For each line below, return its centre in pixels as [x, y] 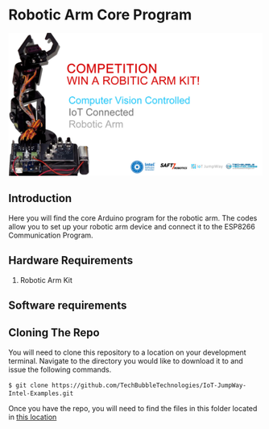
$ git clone [28, 385]
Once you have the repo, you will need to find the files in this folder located [133, 408]
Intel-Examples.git [41, 393]
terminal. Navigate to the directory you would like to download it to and [126, 360]
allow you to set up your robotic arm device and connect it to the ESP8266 [132, 226]
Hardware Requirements [71, 261]
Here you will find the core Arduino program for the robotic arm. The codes [133, 218]
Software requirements [68, 305]
